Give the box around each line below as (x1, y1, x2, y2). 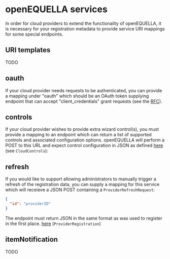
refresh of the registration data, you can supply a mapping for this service (5, 181, 160, 188)
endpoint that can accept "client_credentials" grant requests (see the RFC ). (5, 98, 162, 104)
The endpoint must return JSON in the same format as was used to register (5, 215, 162, 221)
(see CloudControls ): (5, 148, 48, 154)
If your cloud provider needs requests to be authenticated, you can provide (5, 87, 162, 93)
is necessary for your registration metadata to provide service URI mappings (5, 25, 165, 31)
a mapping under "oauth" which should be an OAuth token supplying (5, 93, 149, 99)
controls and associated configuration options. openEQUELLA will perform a (5, 137, 165, 143)
